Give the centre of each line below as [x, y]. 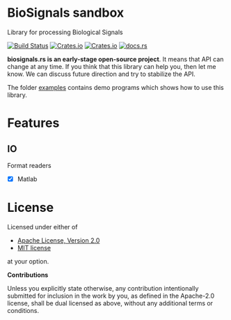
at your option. [28, 261]
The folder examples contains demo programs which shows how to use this [115, 87]
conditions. [23, 310]
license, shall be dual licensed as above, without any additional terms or [110, 303]
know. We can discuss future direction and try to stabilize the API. [102, 74]
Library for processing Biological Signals [65, 32]
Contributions [28, 275]
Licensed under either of [42, 227]
